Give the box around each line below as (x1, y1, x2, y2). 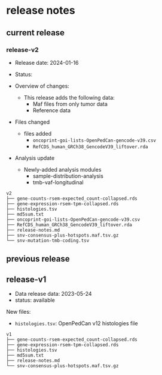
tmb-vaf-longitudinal (32, 178, 84, 186)
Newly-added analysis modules (23, 166, 102, 173)
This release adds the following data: (23, 94, 115, 101)
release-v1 (6, 274, 47, 284)
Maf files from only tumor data (32, 100, 108, 107)
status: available (14, 296, 55, 304)
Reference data (32, 106, 71, 114)
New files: (6, 308, 31, 316)
